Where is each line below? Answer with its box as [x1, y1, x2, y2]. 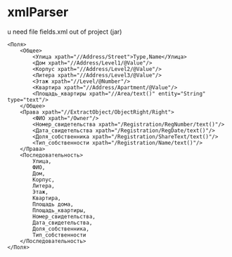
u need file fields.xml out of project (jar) [7, 27, 122, 36]
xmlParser [7, 4, 69, 20]
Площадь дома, [32, 201, 74, 208]
